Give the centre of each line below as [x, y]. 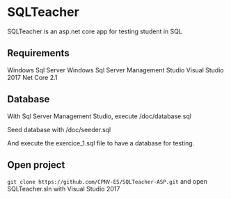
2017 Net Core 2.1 [32, 77]
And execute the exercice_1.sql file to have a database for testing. [101, 143]
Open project [36, 165]
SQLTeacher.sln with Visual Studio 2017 [64, 189]
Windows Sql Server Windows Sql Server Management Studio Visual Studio [115, 70]
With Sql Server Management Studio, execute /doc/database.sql [99, 116]
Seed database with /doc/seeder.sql [59, 129]
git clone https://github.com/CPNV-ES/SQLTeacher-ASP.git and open [107, 182]
